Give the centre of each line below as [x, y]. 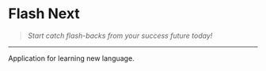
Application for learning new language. [71, 58]
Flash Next [44, 14]
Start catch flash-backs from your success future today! [120, 35]
